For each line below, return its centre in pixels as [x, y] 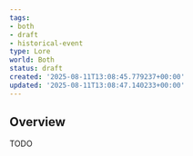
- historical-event [46, 43]
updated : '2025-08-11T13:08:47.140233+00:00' [97, 85]
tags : [20, 18]
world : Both [32, 60]
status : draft [36, 69]
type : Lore [30, 52]
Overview [38, 122]
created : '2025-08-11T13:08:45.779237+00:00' [97, 77]
